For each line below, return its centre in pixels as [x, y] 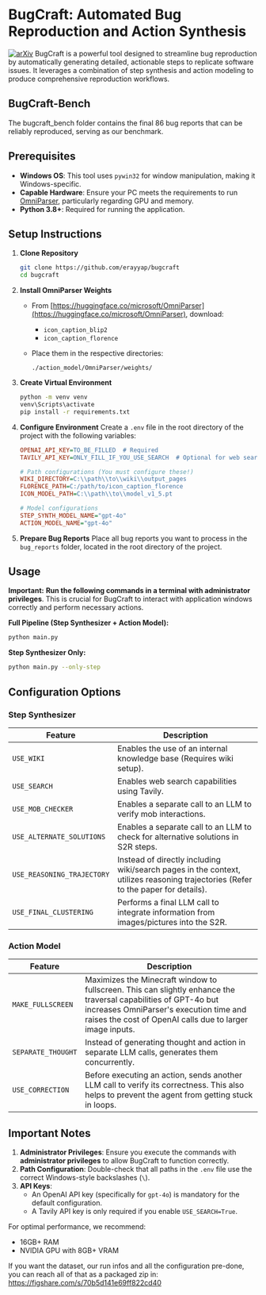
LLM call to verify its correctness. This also [164, 1085]
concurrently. [110, 1062]
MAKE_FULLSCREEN [43, 1005]
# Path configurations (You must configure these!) [106, 472]
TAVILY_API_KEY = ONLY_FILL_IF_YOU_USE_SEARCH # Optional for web [129, 457]
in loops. [101, 1105]
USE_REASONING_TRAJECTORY [61, 874]
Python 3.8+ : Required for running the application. [102, 209]
